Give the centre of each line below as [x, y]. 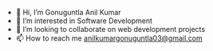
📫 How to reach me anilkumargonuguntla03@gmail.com [109, 38]
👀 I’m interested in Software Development [84, 21]
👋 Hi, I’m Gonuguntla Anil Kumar [68, 12]
